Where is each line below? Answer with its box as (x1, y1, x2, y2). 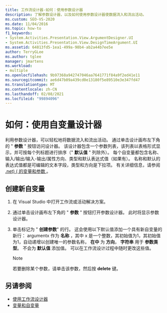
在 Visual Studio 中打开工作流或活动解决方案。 (12, 199, 108, 204)
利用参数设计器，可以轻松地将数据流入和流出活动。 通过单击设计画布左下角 (5, 137, 160, 143)
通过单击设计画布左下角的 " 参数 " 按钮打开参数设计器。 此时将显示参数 (12, 210, 159, 215)
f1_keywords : (5, 31, 33, 36)
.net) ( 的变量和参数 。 (5, 168, 51, 174)
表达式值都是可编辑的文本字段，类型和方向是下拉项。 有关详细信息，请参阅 (5, 162, 160, 168)
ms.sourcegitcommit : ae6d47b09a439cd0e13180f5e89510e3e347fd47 (5, 77, 140, 82)
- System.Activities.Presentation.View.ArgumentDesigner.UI (5, 36, 134, 41)
